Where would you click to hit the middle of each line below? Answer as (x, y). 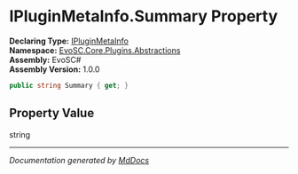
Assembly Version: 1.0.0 (55, 69)
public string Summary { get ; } (69, 85)
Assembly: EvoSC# (45, 59)
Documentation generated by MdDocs (79, 160)
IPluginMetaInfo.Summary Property (143, 16)
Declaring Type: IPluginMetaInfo (69, 41)
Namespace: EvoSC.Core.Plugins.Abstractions (95, 50)
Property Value (52, 113)
